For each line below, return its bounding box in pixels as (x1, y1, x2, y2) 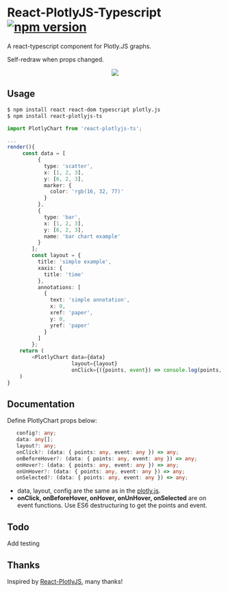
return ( (19, 347, 45, 354)
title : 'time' (43, 271, 84, 278)
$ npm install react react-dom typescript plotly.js (7, 106, 161, 113)
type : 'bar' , (43, 214, 81, 221)
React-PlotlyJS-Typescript (7, 5, 162, 21)
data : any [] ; (16, 436, 53, 443)
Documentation (7, 398, 75, 410)
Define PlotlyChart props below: (7, 417, 97, 425)
